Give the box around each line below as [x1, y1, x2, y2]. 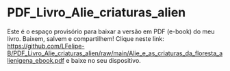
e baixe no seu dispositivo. [66, 56, 142, 64]
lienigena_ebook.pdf [7, 56, 65, 64]
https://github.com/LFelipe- [7, 42, 85, 50]
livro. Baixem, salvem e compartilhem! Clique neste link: [7, 34, 164, 42]
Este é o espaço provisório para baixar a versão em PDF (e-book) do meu [7, 27, 215, 35]
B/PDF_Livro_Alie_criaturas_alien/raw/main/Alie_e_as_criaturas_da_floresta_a [7, 49, 223, 57]
